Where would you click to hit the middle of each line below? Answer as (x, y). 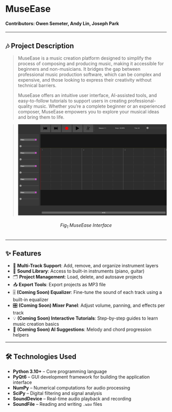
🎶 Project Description (40, 46)
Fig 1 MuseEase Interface (86, 226)
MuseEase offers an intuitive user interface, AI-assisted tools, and (87, 95)
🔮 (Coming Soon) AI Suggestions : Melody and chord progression (82, 329)
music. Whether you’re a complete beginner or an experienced (99, 106)
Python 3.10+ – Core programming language (60, 371)
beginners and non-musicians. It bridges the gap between (79, 69)
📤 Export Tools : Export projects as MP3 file (59, 285)
